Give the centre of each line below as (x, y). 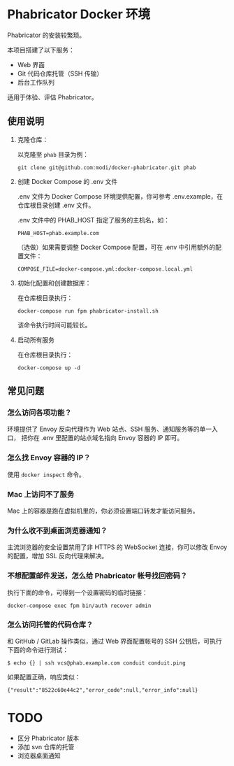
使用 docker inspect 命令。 (46, 474)
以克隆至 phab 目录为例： (53, 154)
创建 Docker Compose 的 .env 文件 (67, 181)
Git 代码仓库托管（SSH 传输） (60, 73)
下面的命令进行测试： (38, 650)
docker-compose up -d (49, 368)
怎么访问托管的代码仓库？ (50, 625)
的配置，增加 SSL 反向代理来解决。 (58, 556)
